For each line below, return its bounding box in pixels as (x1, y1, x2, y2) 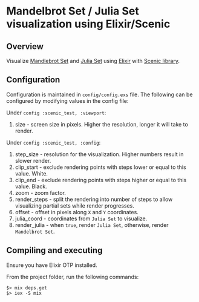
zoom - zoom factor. (15, 189, 67, 196)
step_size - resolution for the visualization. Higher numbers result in (15, 150, 184, 158)
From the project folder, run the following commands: (6, 273, 139, 280)
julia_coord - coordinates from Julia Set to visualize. (15, 215, 148, 222)
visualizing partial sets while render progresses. (15, 202, 135, 209)
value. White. (15, 169, 48, 177)
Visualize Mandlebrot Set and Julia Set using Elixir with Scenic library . (6, 57, 180, 64)
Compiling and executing (6, 245, 103, 255)
